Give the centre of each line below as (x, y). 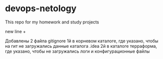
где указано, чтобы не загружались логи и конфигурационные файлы (77, 51)
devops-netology (41, 9)
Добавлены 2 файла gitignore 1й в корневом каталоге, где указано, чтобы (82, 41)
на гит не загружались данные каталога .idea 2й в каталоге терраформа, (81, 46)
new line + (15, 31)
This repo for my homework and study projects (52, 22)
